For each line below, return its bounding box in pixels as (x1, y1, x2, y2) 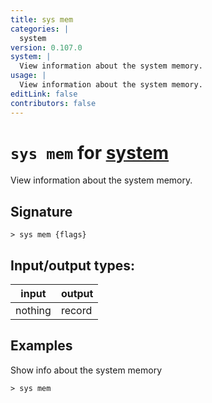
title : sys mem (10, 14, 74, 25)
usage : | (10, 71, 47, 81)
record (60, 304, 93, 318)
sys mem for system (10, 141, 170, 164)
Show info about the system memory (10, 364, 163, 376)
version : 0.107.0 (10, 42, 83, 53)
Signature (10, 203, 73, 220)
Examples (10, 337, 73, 355)
